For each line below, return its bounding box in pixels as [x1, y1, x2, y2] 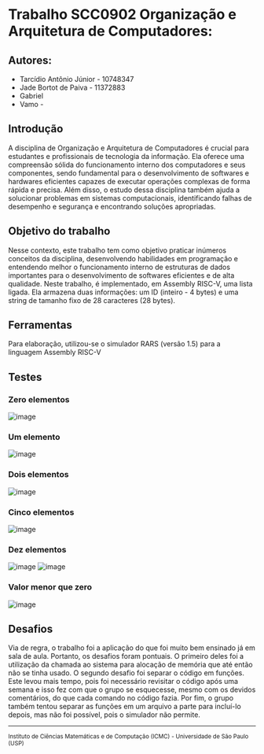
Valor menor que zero [8, 582, 93, 593]
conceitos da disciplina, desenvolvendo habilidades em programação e [8, 253, 238, 263]
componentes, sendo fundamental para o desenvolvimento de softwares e [8, 168, 250, 178]
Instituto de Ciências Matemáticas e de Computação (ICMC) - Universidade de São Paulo [8, 733, 249, 741]
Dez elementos [8, 544, 67, 555]
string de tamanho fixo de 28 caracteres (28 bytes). [8, 295, 175, 305]
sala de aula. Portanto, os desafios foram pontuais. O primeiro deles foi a [8, 652, 244, 661]
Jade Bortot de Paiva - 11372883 [19, 83, 126, 92]
